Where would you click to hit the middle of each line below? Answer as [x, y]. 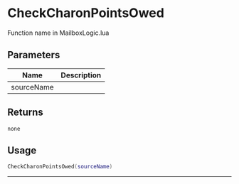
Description [81, 75]
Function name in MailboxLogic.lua [58, 33]
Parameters [34, 55]
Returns [26, 113]
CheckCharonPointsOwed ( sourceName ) [60, 167]
